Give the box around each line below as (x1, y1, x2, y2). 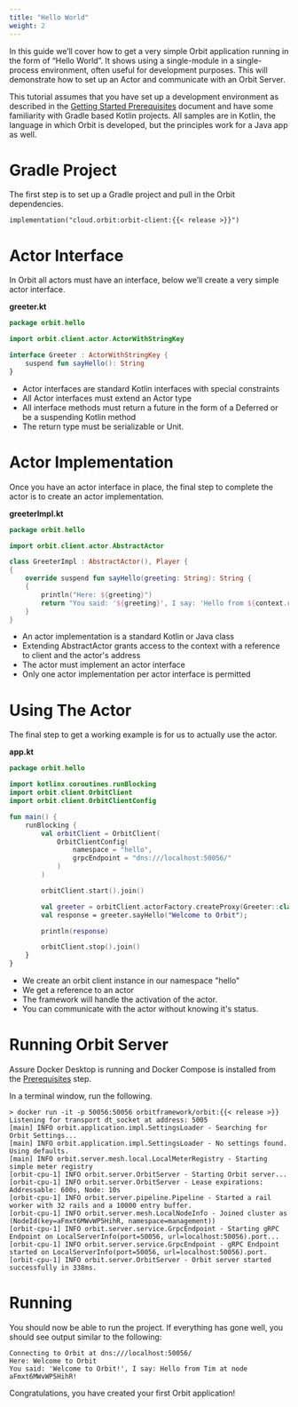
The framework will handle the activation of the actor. (21, 994, 218, 1005)
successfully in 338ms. (9, 1263, 98, 1272)
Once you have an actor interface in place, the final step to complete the (9, 481, 273, 492)
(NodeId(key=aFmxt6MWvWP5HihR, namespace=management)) (9, 1216, 216, 1226)
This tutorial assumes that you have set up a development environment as (9, 91, 279, 102)
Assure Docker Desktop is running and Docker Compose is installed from (9, 1063, 277, 1075)
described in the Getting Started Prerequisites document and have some (9, 100, 274, 111)
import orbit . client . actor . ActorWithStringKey (9, 335, 184, 344)
